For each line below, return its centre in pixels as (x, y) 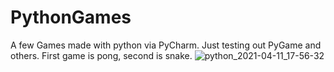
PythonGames (71, 17)
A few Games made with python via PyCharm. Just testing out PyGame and (166, 45)
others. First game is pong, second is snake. (101, 55)
